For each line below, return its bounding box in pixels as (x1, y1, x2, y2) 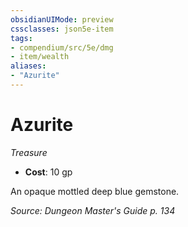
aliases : (10, 61, 47, 71)
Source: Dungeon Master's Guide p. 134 (10, 204, 176, 216)
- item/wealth (10, 52, 70, 62)
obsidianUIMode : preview (10, 14, 114, 25)
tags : (10, 33, 33, 43)
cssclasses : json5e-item (10, 24, 114, 34)
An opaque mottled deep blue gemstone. (10, 185, 180, 197)
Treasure (10, 146, 48, 158)
